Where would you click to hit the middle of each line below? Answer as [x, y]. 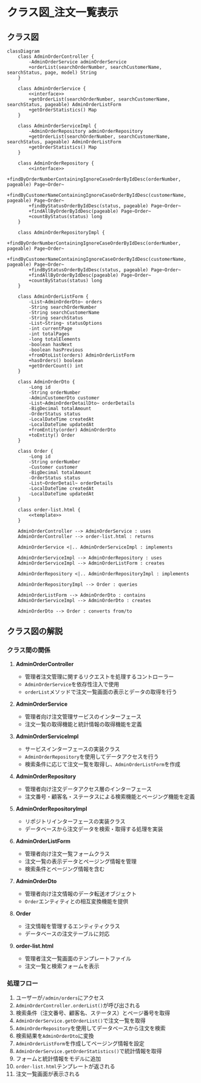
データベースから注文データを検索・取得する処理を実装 [94, 829]
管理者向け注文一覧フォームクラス [67, 853]
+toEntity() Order [52, 435]
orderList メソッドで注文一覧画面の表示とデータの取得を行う [101, 692]
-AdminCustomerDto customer [64, 398]
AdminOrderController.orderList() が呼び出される [78, 1005]
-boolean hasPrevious [56, 350]
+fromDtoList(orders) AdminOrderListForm [82, 355]
